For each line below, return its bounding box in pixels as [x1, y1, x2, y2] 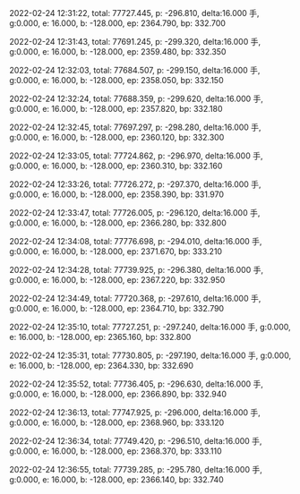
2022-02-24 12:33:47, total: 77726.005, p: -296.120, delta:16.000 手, [9, 208, 261, 217]
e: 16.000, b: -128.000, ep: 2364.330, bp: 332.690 [9, 361, 194, 370]
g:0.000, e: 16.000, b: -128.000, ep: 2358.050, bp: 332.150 [9, 75, 224, 85]
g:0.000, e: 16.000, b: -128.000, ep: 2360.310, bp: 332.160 [9, 160, 223, 171]
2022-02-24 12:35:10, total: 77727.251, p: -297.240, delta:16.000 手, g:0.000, [9, 321, 291, 332]
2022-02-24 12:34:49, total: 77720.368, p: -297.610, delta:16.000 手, [9, 294, 261, 303]
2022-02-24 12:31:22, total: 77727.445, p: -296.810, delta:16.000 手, [9, 8, 260, 18]
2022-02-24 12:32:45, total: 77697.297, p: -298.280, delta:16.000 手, [9, 122, 261, 132]
